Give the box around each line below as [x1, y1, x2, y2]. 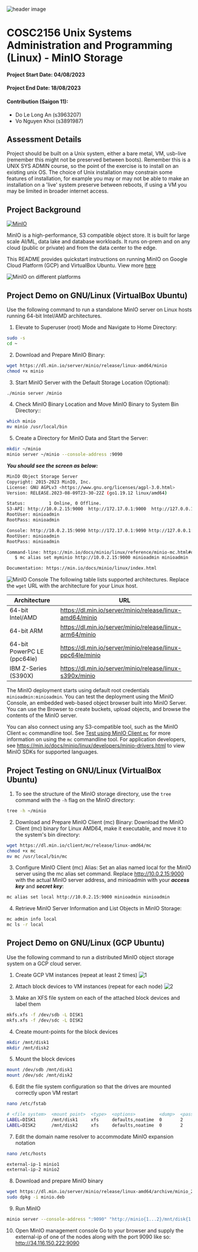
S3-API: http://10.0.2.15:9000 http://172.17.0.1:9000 [6, 506, 146, 512]
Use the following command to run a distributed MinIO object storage [6, 953, 174, 960]
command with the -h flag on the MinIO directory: [15, 796, 135, 804]
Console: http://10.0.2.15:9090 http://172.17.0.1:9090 [6, 527, 146, 533]
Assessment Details [6, 134, 82, 144]
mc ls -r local [6, 922, 44, 928]
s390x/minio [60, 672, 96, 680]
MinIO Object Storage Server [6, 473, 78, 480]
